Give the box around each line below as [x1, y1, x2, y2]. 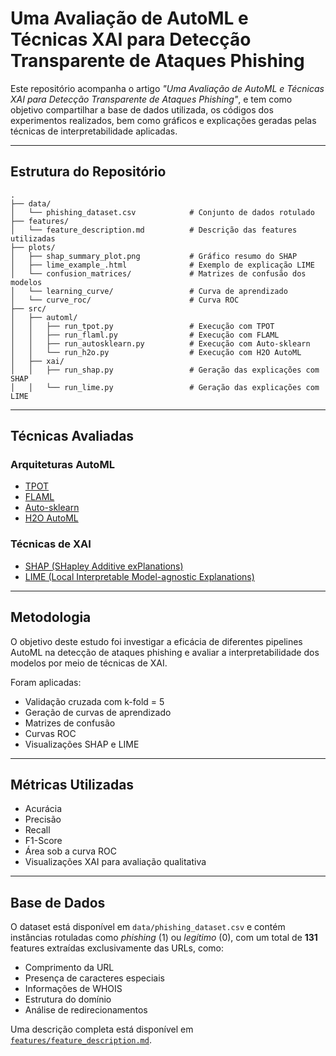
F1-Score [24, 835, 63, 847]
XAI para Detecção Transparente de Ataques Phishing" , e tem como [10, 93, 293, 105]
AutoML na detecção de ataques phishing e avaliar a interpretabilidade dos [10, 646, 320, 658]
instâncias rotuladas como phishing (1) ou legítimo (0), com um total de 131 [10, 932, 318, 944]
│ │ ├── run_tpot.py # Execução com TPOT [10, 321, 275, 331]
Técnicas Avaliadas [10, 428, 135, 445]
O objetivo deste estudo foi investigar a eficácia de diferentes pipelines [10, 635, 303, 647]
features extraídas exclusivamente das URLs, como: [10, 942, 225, 954]
